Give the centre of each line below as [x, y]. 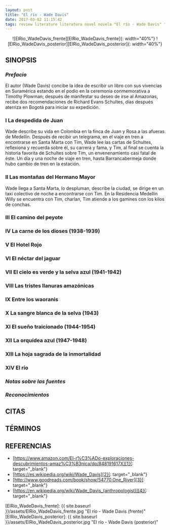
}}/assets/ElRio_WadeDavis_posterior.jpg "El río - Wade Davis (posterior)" [82, 522]
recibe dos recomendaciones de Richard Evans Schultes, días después [79, 102]
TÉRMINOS [23, 429]
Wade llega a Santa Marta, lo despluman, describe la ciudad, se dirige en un [84, 188]
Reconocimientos [27, 395]
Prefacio [16, 74]
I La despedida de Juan [34, 120]
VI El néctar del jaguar [33, 258]
